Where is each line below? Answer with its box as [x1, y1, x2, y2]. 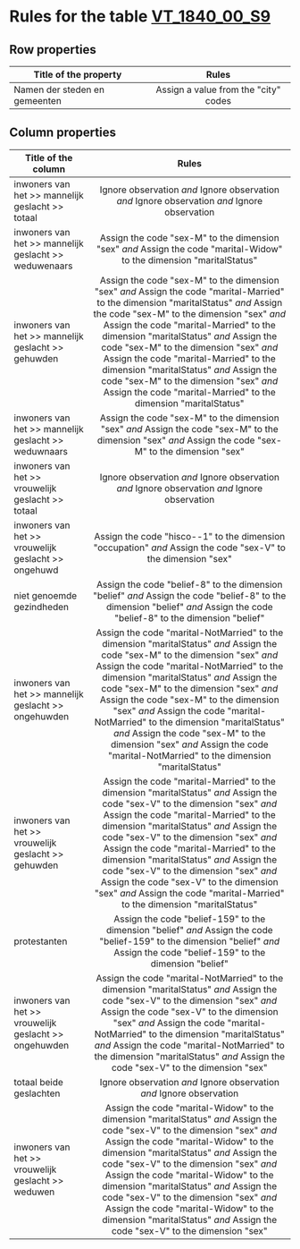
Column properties [9, 125, 116, 140]
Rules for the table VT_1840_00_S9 [9, 6, 271, 27]
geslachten [13, 1087, 61, 1100]
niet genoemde [13, 589, 78, 601]
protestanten [13, 935, 68, 947]
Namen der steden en [13, 83, 105, 96]
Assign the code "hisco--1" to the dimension [93, 530, 286, 542]
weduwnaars [13, 445, 69, 457]
